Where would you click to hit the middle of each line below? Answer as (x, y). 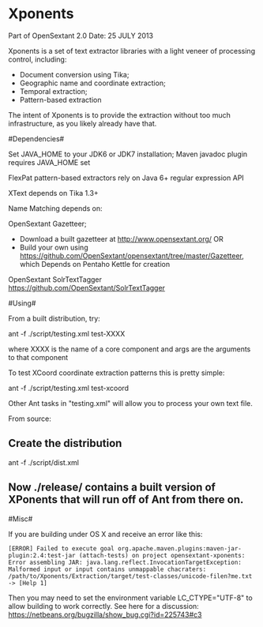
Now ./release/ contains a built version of (112, 488)
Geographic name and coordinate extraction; (92, 83)
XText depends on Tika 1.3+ (53, 193)
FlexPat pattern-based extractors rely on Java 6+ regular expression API (126, 178)
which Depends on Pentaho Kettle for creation (95, 264)
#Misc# (21, 519)
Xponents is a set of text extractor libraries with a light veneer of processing (131, 51)
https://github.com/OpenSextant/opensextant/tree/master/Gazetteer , (132, 255)
